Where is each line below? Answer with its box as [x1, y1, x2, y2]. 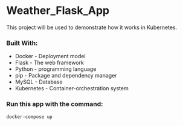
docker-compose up [6, 113, 53, 120]
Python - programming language [14, 65, 97, 73]
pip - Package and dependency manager [14, 72, 117, 79]
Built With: [6, 39, 38, 47]
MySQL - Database [14, 78, 63, 85]
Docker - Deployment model [14, 53, 86, 60]
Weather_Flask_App [6, 4, 110, 18]
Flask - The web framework [14, 59, 85, 67]
